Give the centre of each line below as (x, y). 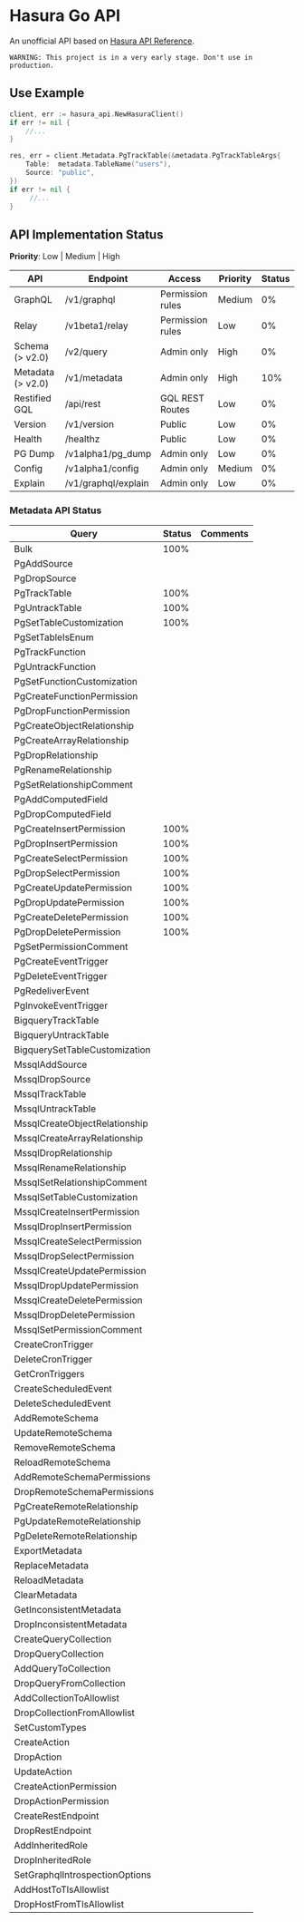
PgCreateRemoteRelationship (76, 1507)
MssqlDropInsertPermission (73, 1227)
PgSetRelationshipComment (74, 785)
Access (185, 279)
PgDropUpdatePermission (69, 903)
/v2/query (86, 352)
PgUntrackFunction (55, 667)
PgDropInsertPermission (66, 844)
